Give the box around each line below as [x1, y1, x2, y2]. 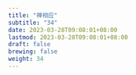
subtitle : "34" [8, 19, 58, 27]
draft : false [8, 41, 51, 48]
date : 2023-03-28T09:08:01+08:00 [8, 26, 118, 34]
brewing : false [8, 48, 58, 55]
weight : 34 [8, 55, 44, 63]
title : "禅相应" [8, 11, 58, 20]
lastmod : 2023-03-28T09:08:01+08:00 [8, 33, 128, 41]
